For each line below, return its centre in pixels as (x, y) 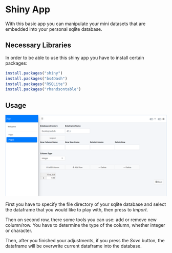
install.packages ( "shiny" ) (34, 73)
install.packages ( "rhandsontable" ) (43, 89)
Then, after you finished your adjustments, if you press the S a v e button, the (85, 241)
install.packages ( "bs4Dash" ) (36, 79)
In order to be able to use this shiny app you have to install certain (75, 57)
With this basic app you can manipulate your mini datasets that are (76, 24)
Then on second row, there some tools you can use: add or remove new (81, 220)
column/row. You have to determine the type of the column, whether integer (85, 225)
